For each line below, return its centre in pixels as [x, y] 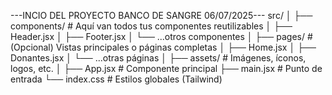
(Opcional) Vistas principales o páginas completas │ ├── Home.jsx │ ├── [163, 47]
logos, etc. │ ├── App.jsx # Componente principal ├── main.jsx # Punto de [166, 68]
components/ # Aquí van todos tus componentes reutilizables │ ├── [151, 26]
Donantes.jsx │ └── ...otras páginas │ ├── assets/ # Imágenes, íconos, [158, 58]
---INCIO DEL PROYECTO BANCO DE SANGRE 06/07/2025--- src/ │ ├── [161, 15]
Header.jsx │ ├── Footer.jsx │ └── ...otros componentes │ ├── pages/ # [161, 36]
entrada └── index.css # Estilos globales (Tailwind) [116, 79]
